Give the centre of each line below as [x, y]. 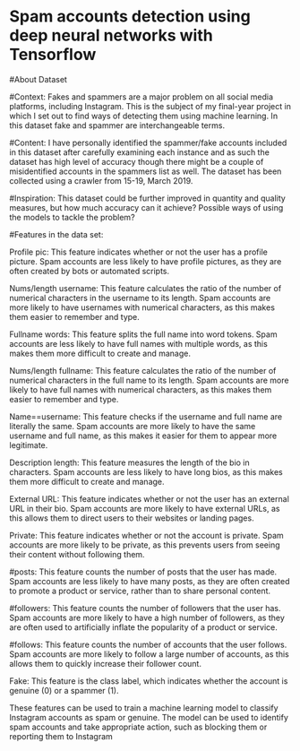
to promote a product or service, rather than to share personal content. [140, 591]
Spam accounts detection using [130, 17]
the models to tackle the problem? [73, 217]
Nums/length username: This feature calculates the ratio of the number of [146, 288]
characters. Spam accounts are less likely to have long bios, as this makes [146, 471]
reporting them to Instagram [61, 736]
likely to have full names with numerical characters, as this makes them [141, 389]
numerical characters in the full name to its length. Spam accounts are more [149, 380]
